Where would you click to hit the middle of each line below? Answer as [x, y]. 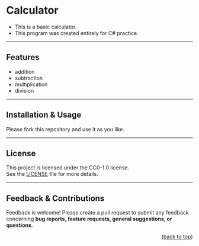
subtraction [29, 78]
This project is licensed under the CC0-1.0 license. [68, 168]
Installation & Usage [44, 115]
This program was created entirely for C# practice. [76, 33]
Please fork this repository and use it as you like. [65, 129]
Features [23, 57]
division [24, 90]
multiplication [31, 84]
